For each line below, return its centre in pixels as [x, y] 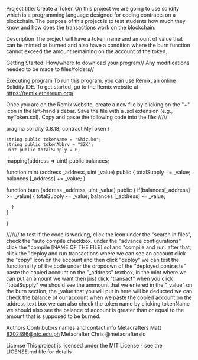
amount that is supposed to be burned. [53, 316]
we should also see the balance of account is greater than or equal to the [95, 310]
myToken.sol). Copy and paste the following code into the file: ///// [87, 117]
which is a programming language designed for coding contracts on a [91, 15]
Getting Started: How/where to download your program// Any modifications [98, 63]
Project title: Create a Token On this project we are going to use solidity [93, 9]
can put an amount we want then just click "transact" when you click [90, 278]
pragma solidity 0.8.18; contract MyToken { [58, 129]
